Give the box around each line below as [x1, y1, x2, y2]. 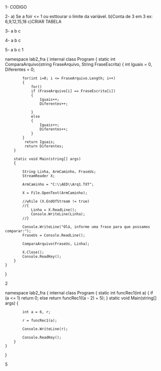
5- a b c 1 [5, 47, 24, 52]
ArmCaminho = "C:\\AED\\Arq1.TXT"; [22, 182, 94, 187]
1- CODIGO [5, 4, 28, 10]
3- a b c [5, 28, 21, 33]
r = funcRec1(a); [22, 318, 57, 323]
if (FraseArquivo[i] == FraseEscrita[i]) [30, 89, 116, 94]
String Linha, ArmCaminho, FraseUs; [22, 169, 96, 174]
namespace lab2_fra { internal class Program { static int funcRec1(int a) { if [5, 290, 153, 295]
